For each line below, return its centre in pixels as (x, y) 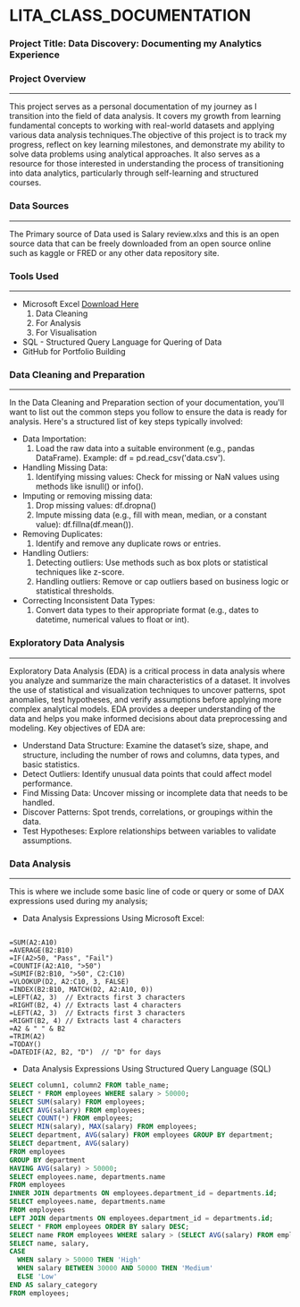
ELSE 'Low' (37, 1277)
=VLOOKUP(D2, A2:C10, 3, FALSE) (69, 981)
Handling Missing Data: (65, 467)
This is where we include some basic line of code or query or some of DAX (147, 891)
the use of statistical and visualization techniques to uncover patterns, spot (147, 689)
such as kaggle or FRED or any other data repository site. (114, 252)
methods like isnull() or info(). (90, 487)
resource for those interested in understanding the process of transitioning (146, 164)
